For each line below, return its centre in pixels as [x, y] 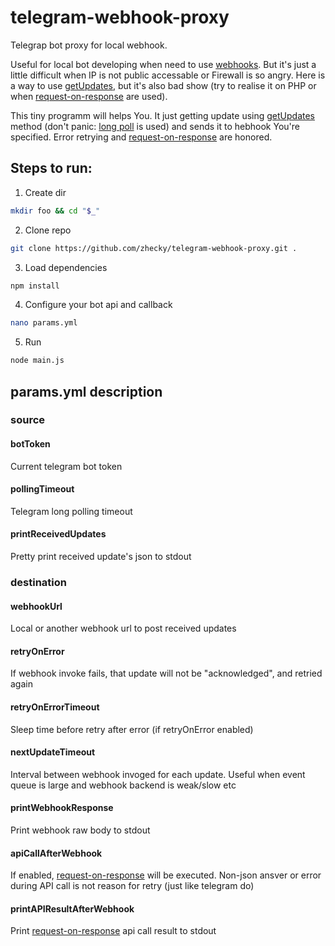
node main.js [37, 361]
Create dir [45, 192]
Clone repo [48, 230]
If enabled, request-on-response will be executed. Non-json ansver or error [166, 875]
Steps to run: [51, 168]
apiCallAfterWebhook [56, 853]
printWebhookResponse [62, 808]
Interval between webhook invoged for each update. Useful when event [158, 774]
